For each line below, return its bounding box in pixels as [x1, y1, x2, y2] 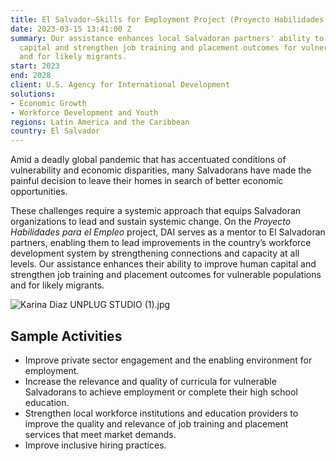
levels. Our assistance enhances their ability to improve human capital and [10, 258, 317, 270]
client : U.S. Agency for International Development [10, 80, 230, 90]
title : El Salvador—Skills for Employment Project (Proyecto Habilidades [10, 14, 325, 25]
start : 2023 [10, 61, 60, 71]
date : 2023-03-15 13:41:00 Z [10, 24, 132, 34]
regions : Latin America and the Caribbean [10, 117, 190, 127]
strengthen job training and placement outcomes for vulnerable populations [10, 269, 322, 281]
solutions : [10, 89, 56, 99]
